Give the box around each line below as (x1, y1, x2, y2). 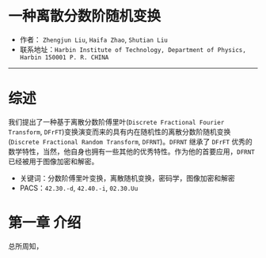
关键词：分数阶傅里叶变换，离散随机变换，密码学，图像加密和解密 (19, 173, 235, 182)
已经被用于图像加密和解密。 (8, 156, 99, 166)
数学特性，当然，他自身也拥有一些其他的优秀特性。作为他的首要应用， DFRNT (8, 147, 255, 156)
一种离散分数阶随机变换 (8, 7, 161, 25)
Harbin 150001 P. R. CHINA (19, 53, 109, 62)
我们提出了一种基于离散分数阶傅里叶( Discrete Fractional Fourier (8, 117, 225, 126)
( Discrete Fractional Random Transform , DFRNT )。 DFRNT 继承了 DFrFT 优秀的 (8, 136, 253, 146)
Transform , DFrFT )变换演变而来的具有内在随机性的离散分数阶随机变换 (8, 127, 231, 136)
